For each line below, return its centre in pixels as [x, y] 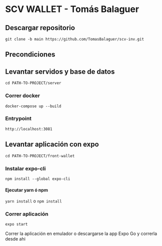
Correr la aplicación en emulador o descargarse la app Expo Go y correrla [81, 233]
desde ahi [15, 239]
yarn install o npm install [33, 201]
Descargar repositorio [40, 28]
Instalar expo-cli [25, 168]
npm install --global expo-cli [38, 179]
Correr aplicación [27, 214]
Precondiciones [30, 54]
